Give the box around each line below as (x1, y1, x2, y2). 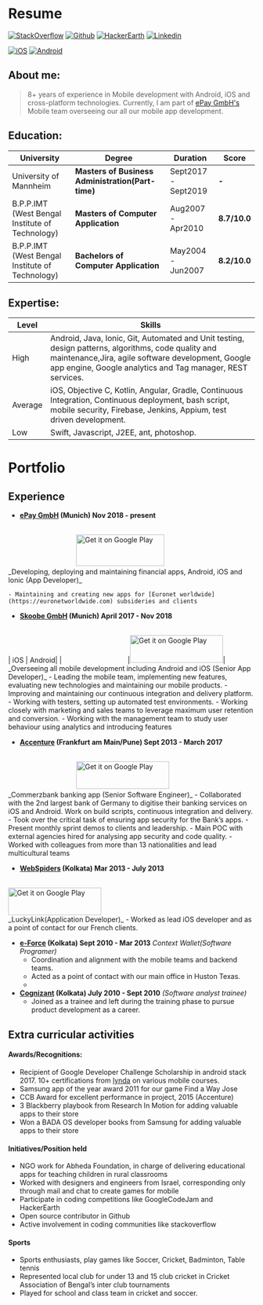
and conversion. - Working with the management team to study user (8, 714, 229, 724)
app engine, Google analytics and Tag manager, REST (50, 362, 248, 373)
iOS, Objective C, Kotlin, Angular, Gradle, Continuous (50, 385, 243, 396)
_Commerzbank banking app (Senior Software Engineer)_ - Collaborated (8, 790, 241, 800)
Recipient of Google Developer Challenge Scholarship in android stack (19, 1067, 247, 1076)
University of (12, 170, 59, 181)
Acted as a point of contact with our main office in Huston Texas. (31, 972, 241, 981)
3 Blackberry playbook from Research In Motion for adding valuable (19, 1101, 239, 1110)
